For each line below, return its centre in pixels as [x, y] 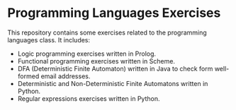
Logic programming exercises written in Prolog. [87, 54]
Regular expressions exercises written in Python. [89, 98]
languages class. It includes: [49, 39]
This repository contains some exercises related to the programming [107, 32]
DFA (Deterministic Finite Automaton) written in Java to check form [115, 68]
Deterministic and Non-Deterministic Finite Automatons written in [113, 83]
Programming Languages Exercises [114, 13]
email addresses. [66, 76]
